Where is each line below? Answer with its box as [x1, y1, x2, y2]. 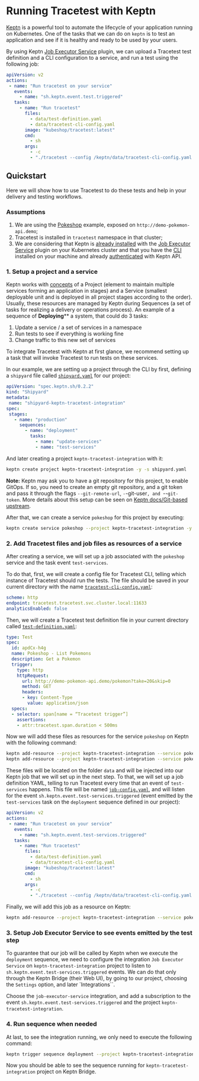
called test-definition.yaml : [6, 622, 77, 629]
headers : [21, 689, 44, 695]
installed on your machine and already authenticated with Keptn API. [14, 253, 182, 260]
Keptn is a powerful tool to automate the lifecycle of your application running [6, 24, 193, 31]
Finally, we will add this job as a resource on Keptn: [6, 903, 131, 910]
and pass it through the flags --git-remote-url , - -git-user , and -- [6, 490, 168, 497]
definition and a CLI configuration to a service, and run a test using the [6, 54, 179, 61]
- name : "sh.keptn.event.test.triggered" [19, 94, 123, 100]
